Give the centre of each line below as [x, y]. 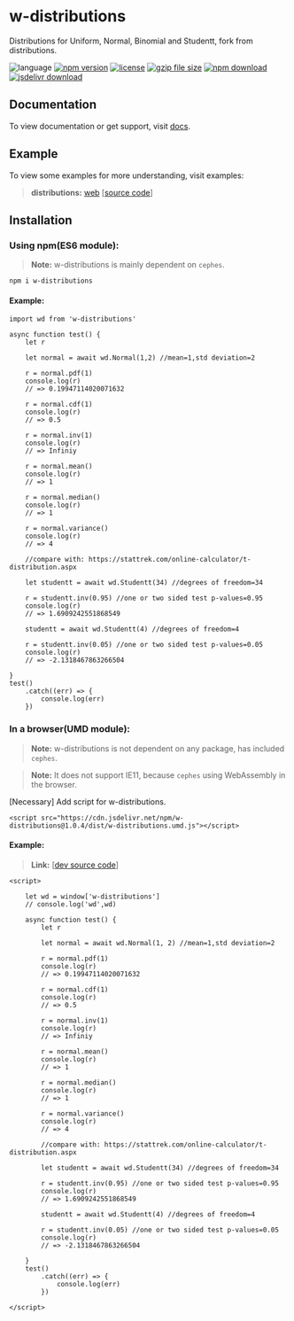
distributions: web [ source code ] [92, 192]
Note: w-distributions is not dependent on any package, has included [158, 748]
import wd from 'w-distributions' [73, 319]
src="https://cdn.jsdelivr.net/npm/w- [112, 818]
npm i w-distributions [51, 281]
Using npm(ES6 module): [64, 245]
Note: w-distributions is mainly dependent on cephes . [128, 265]
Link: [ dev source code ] [75, 865]
